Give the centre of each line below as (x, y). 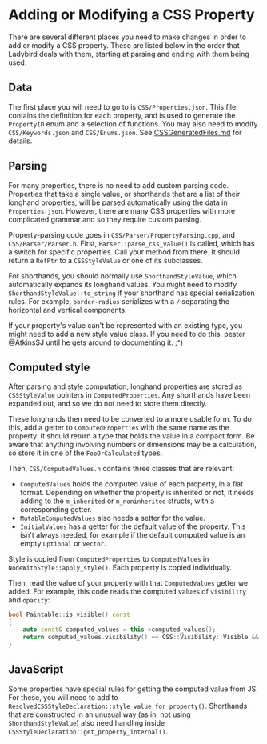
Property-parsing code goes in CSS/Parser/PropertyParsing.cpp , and (122, 234)
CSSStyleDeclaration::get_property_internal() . (88, 731)
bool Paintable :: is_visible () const (69, 615)
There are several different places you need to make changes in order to (127, 37)
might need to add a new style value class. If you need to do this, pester (127, 334)
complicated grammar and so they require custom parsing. (105, 219)
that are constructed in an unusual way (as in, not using (100, 714)
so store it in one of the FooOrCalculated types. (86, 453)
